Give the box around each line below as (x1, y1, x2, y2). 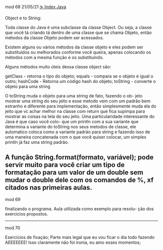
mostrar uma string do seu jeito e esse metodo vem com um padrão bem (5, 98, 151, 104)
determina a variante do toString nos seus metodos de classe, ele (5, 124, 136, 129)
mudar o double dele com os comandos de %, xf (5, 176, 154, 184)
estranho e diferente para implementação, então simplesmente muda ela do (5, 103, 157, 109)
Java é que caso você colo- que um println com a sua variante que (5, 119, 139, 125)
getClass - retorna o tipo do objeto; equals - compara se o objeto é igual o (5, 73, 154, 79)
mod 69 (5, 196, 21, 202)
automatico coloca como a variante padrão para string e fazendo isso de (5, 129, 150, 135)
